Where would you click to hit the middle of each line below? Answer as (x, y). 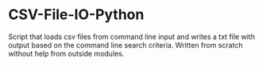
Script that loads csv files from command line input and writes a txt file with (132, 37)
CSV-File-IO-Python (76, 15)
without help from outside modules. (66, 53)
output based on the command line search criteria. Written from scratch (126, 45)
